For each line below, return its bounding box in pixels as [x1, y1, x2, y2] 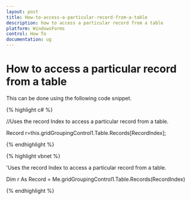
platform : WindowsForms [6, 25, 65, 32]
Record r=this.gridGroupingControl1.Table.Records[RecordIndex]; [6, 129, 167, 136]
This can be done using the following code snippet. [6, 94, 132, 101]
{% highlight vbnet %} [6, 152, 61, 159]
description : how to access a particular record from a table [6, 20, 164, 26]
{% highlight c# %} [6, 106, 53, 113]
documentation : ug [6, 36, 52, 42]
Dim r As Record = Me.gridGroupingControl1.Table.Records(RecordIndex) [6, 176, 186, 183]
